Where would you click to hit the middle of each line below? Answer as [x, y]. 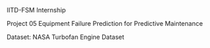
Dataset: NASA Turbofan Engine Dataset [66, 37]
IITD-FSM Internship [36, 10]
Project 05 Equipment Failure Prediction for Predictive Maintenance [105, 23]
